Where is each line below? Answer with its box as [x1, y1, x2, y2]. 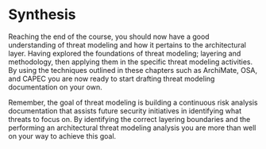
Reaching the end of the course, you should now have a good [8, 32, 210, 41]
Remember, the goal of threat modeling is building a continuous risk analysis [8, 97, 258, 107]
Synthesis [8, 6, 77, 24]
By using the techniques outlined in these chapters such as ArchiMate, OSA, [8, 65, 258, 74]
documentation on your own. [8, 82, 103, 92]
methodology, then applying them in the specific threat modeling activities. [8, 57, 253, 67]
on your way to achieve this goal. [8, 131, 117, 140]
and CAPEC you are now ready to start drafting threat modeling [8, 74, 215, 83]
